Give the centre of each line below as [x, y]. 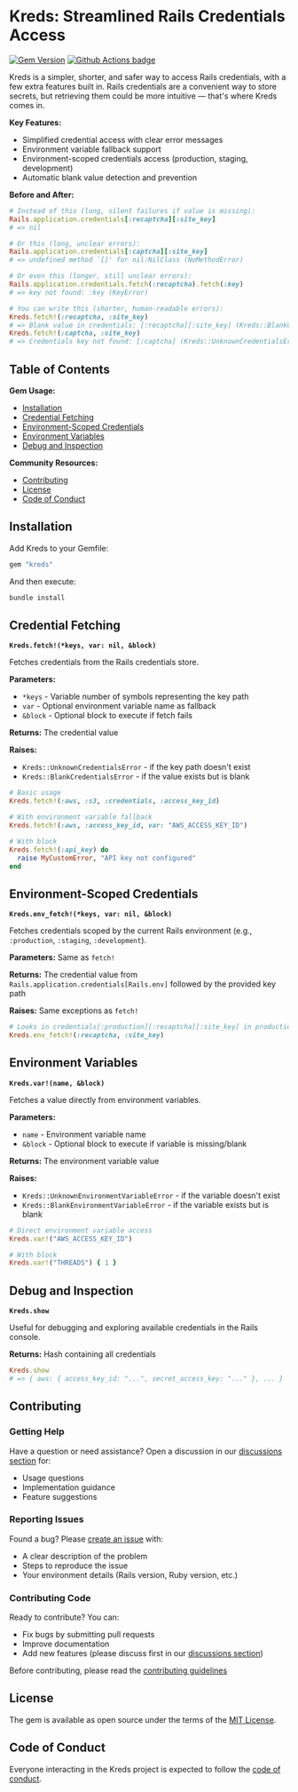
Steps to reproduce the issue [75, 1566]
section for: [30, 1460]
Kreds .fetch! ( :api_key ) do [59, 850]
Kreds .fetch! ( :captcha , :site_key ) [75, 333]
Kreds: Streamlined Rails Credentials [147, 16]
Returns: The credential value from [74, 975]
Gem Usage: [32, 391]
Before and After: [42, 194]
